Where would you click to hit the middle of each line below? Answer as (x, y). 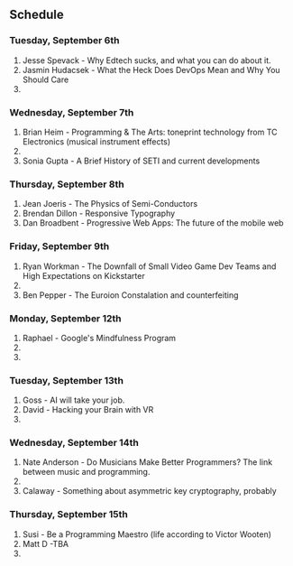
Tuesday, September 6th (64, 41)
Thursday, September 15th (69, 515)
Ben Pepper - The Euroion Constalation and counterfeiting (130, 295)
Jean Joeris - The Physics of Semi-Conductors (110, 204)
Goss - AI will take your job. (73, 400)
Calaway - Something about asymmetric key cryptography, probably (149, 491)
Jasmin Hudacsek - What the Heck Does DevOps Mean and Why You (151, 70)
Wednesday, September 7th (72, 112)
